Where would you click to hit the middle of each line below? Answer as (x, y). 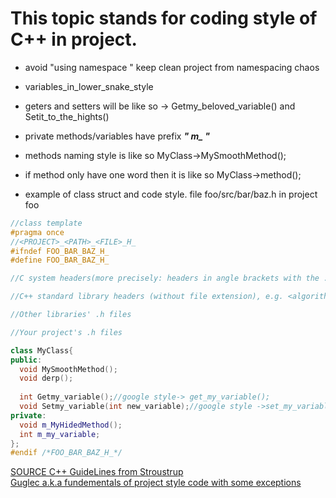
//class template (46, 223)
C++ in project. (74, 39)
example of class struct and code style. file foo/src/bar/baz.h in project (171, 194)
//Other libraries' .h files (71, 315)
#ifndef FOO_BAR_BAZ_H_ (60, 251)
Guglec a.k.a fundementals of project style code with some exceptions (156, 483)
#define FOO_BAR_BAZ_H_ (60, 260)
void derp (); (46, 378)
